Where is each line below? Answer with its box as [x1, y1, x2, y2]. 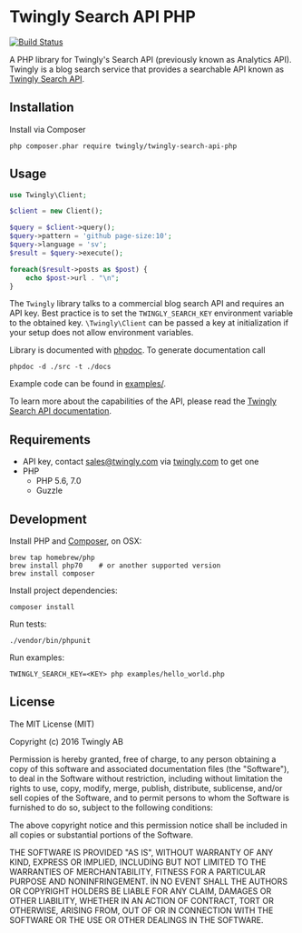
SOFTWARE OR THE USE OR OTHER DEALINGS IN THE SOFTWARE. [9, 914, 264, 925]
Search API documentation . [9, 406, 112, 416]
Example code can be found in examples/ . [9, 378, 166, 389]
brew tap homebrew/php [9, 553, 95, 563]
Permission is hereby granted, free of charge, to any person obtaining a [9, 753, 277, 765]
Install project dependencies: [9, 585, 118, 597]
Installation [9, 100, 74, 115]
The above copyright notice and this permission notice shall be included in [9, 819, 287, 830]
